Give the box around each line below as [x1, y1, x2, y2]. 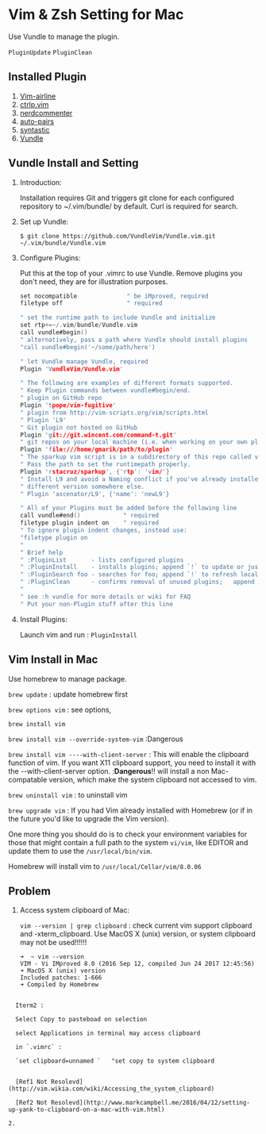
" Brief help [19, 548, 64, 556]
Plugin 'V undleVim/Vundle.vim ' [19, 365, 124, 373]
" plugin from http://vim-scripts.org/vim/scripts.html [19, 409, 209, 417]
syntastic [19, 125, 50, 134]
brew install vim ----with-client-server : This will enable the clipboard [8, 749, 249, 759]
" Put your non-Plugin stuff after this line [19, 600, 173, 608]
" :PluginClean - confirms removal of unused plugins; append [19, 578, 256, 586]
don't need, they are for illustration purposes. [19, 276, 168, 286]
